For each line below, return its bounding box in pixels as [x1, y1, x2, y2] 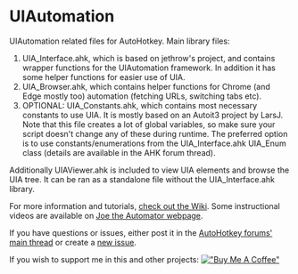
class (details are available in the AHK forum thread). [21, 147, 216, 157]
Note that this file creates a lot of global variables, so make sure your [21, 118, 276, 130]
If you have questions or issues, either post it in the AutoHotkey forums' [9, 227, 273, 238]
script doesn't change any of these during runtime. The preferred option [21, 128, 288, 139]
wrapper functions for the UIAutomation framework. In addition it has [21, 62, 277, 73]
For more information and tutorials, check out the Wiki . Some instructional [9, 200, 281, 211]
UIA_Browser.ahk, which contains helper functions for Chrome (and [21, 81, 270, 92]
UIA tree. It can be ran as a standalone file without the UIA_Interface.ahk [9, 173, 275, 184]
